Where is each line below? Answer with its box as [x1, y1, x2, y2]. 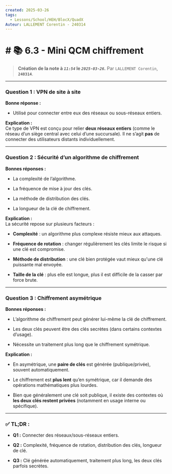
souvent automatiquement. [12, 367, 70, 373]
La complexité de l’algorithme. [12, 175, 76, 182]
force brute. [12, 276, 38, 283]
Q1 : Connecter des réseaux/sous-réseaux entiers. [12, 432, 119, 439]
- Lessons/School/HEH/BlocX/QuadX [10, 17, 83, 22]
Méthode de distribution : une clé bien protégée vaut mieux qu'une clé [12, 256, 163, 262]
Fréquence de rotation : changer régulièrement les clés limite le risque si [12, 241, 167, 247]
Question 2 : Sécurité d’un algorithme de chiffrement [5, 154, 139, 161]
